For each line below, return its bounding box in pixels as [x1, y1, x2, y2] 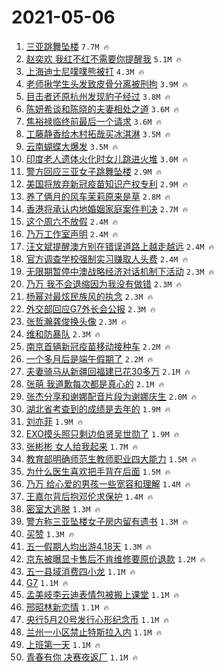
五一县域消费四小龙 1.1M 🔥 [25, 565, 136, 577]
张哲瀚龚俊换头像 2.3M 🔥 [25, 315, 128, 327]
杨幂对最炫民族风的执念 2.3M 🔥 [25, 290, 154, 302]
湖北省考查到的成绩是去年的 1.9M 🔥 [25, 402, 171, 415]
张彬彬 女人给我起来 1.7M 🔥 [25, 440, 139, 452]
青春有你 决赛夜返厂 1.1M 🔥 [25, 651, 139, 663]
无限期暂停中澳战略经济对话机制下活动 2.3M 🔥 [25, 265, 215, 277]
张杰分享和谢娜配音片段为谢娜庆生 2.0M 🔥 [25, 390, 198, 402]
